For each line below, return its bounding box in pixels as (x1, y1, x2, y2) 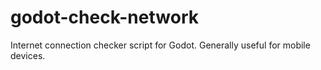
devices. (10, 49, 46, 61)
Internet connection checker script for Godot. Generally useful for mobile (10, 39, 311, 51)
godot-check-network (10, 6, 199, 29)
